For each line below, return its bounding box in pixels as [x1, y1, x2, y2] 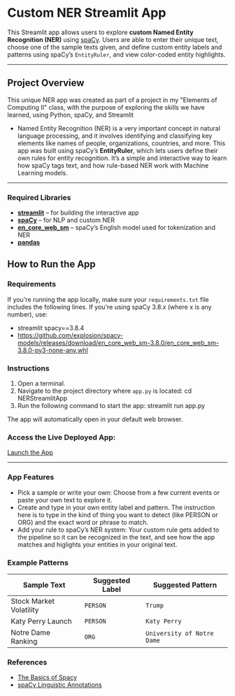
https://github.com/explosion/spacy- [17, 331, 124, 340]
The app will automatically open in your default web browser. [7, 415, 183, 423]
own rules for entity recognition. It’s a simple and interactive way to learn [17, 154, 227, 162]
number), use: [7, 310, 48, 319]
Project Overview [7, 77, 85, 89]
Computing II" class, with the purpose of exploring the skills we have [7, 103, 205, 111]
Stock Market [10, 596, 55, 606]
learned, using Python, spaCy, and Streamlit [7, 110, 134, 119]
